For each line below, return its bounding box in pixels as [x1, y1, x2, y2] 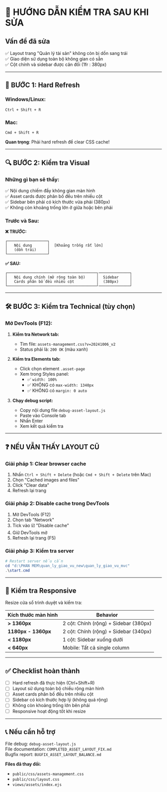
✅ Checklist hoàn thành [5, 667, 80, 675]
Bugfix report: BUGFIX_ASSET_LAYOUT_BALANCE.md [5, 752, 102, 758]
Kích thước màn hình [7, 612, 58, 619]
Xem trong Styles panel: [19, 371, 69, 377]
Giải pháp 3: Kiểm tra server [5, 547, 75, 554]
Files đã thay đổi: [5, 761, 41, 767]
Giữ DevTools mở [12, 529, 48, 536]
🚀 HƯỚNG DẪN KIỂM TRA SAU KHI [5, 6, 149, 18]
